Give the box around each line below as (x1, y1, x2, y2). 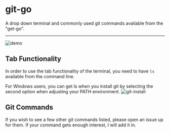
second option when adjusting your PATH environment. (5, 88, 120, 94)
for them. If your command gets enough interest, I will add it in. (5, 122, 137, 128)
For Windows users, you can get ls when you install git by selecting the (5, 83, 153, 89)
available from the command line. (5, 73, 75, 79)
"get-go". (5, 25, 24, 31)
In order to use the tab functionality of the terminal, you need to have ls (5, 68, 155, 74)
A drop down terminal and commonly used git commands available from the (5, 20, 163, 26)
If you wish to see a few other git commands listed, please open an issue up (5, 116, 163, 122)
